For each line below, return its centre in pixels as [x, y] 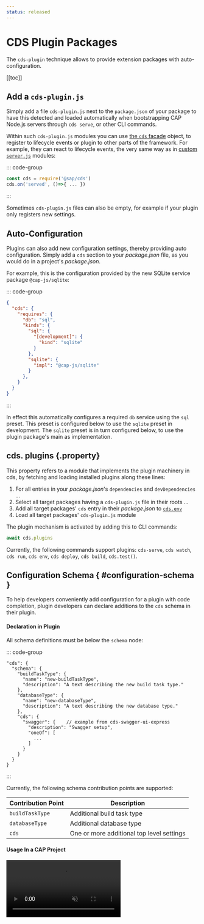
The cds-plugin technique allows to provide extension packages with [93, 59]
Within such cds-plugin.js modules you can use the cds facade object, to [99, 136]
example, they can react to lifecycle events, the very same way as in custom [102, 149]
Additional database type [106, 823]
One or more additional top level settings [128, 833]
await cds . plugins [30, 538]
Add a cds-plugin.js [45, 96]
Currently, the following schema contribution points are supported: [90, 788]
